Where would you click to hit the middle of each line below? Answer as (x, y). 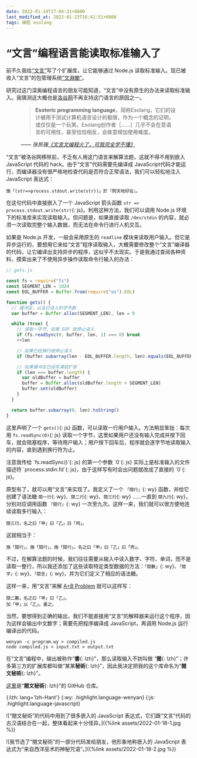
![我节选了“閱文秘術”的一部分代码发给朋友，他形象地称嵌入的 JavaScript (93, 742)
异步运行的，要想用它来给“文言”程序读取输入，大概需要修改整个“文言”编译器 (98, 244)
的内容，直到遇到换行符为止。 (42, 450)
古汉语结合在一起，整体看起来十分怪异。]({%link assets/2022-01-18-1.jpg (94, 723)
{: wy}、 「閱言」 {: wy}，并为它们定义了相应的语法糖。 (78, 573)
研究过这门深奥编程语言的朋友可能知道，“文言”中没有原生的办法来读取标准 (96, 90)
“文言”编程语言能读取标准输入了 (84, 53)
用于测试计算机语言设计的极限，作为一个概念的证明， (110, 117)
